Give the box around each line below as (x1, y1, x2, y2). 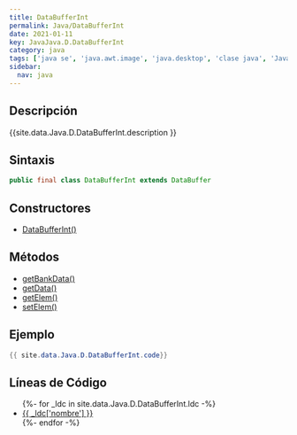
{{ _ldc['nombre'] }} (21, 408, 94, 419)
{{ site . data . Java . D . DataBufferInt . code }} (9, 351, 168, 360)
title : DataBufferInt (9, 12, 89, 22)
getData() (21, 283, 57, 293)
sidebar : (9, 63, 42, 72)
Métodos (9, 250, 60, 265)
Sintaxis (9, 152, 56, 167)
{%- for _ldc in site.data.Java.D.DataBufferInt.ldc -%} (21, 399, 217, 409)
